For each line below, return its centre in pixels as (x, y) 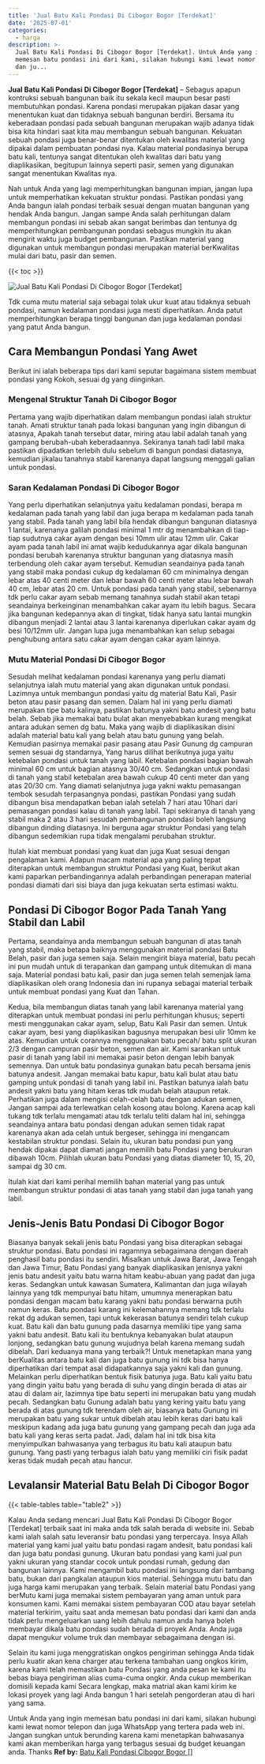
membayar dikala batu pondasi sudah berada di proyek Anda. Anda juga (125, 1629)
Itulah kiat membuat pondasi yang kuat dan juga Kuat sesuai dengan (119, 852)
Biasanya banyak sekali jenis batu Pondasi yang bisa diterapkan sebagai (125, 1243)
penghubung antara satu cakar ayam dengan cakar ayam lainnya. (114, 639)
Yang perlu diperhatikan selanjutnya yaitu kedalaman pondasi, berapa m (125, 505)
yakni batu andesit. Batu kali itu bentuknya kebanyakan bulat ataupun (121, 1335)
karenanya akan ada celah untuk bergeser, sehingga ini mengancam (119, 1133)
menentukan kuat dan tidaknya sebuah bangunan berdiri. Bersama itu (121, 115)
